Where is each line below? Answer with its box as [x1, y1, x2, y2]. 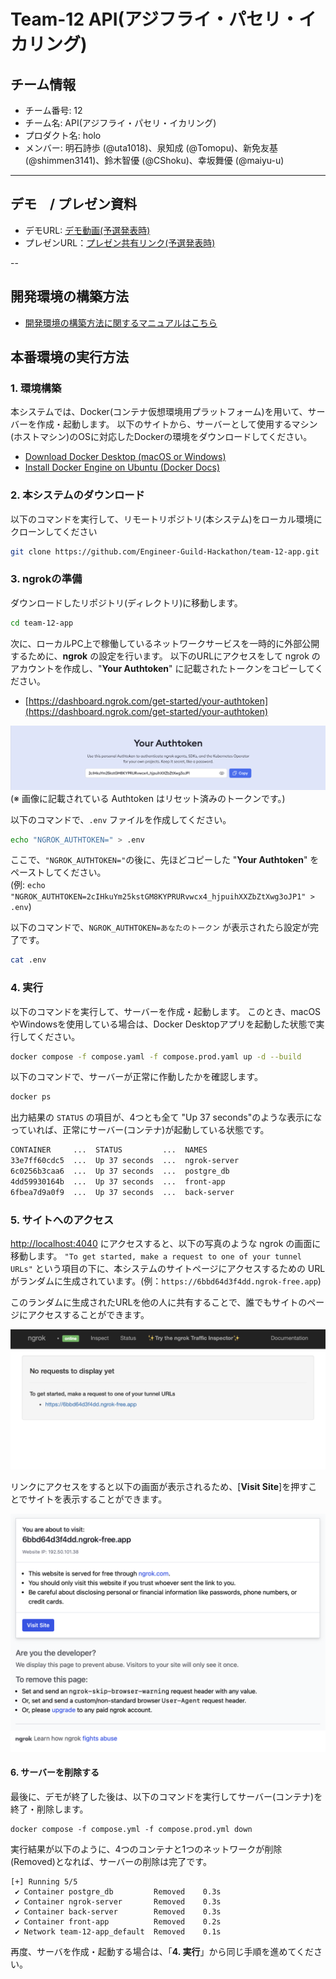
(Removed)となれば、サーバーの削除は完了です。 [10, 1855, 212, 1867]
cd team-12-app [10, 618, 74, 628]
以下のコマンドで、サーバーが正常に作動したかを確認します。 [10, 1071, 263, 1083]
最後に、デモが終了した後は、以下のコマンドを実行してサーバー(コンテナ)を [10, 1790, 323, 1802]
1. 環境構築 [10, 381, 62, 395]
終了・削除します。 [10, 1803, 89, 1815]
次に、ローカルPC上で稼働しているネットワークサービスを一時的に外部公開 [10, 637, 320, 649]
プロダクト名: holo [24, 130, 102, 141]
